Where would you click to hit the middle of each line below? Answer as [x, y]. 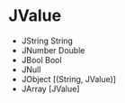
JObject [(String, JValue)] [69, 79]
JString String [47, 41]
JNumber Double [53, 50]
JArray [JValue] [50, 89]
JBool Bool [41, 60]
